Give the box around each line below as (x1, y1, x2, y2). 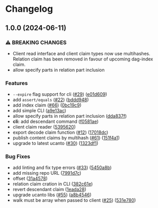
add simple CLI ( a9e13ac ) (12, 108, 66, 114)
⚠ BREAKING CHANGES (5, 39, 67, 46)
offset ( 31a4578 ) (12, 175, 48, 182)
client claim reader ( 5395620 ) (12, 124, 76, 130)
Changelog (5, 3, 53, 15)
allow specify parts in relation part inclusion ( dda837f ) (12, 113, 127, 119)
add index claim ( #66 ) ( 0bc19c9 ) (12, 102, 82, 108)
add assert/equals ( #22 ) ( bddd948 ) (12, 97, 89, 103)
